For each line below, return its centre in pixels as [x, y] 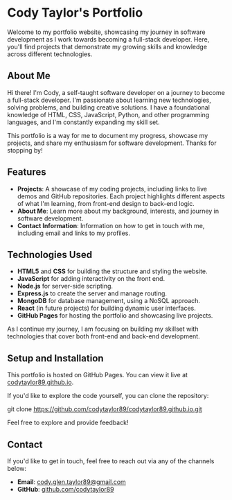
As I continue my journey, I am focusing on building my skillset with [103, 329]
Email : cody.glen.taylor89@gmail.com [71, 482]
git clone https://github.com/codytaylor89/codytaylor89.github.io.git [105, 409]
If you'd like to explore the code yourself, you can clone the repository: [108, 396]
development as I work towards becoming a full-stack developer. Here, [108, 39]
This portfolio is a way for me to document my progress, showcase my [108, 135]
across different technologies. [50, 54]
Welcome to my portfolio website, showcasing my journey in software [106, 32]
